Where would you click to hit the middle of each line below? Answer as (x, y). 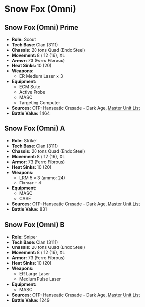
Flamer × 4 (30, 183)
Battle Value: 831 (29, 209)
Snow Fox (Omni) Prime (41, 28)
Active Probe (32, 92)
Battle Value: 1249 (31, 300)
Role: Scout (24, 39)
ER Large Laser (35, 273)
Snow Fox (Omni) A (35, 129)
